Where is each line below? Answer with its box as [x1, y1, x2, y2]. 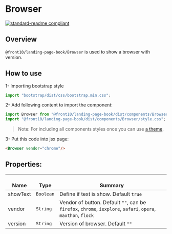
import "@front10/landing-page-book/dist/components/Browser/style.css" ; [5, 117, 166, 122]
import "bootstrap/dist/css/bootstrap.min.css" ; [5, 93, 111, 98]
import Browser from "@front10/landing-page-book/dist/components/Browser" [5, 112, 170, 117]
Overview [5, 35, 37, 44]
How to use [5, 69, 42, 78]
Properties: [5, 160, 42, 169]
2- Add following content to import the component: [5, 102, 113, 108]
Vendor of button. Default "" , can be [59, 199, 146, 206]
